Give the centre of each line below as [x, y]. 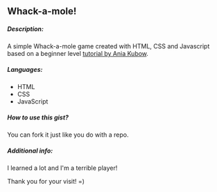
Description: [25, 29]
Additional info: [30, 151]
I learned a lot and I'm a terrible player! [62, 168]
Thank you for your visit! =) [46, 182]
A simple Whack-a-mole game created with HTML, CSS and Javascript [108, 46]
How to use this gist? [38, 117]
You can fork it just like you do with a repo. [68, 135]
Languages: [25, 69]
